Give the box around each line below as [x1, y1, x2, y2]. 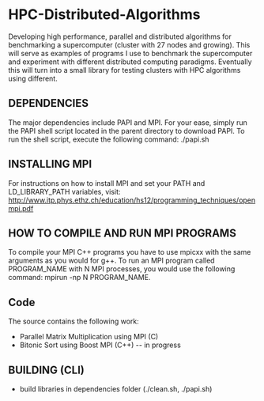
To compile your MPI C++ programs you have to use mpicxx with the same [8, 248, 251, 257]
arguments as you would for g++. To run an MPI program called [8, 255, 215, 266]
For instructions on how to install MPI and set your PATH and [8, 178, 206, 187]
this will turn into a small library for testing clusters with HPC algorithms [8, 65, 241, 74]
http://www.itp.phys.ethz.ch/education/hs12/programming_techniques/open [8, 195, 256, 205]
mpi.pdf [8, 203, 34, 213]
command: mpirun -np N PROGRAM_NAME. [8, 273, 151, 282]
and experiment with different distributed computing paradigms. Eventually [8, 57, 252, 66]
